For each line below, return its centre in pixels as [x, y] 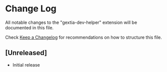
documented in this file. [29, 27]
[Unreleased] [26, 53]
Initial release [26, 65]
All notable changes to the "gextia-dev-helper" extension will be [71, 22]
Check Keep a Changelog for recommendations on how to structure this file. [84, 37]
